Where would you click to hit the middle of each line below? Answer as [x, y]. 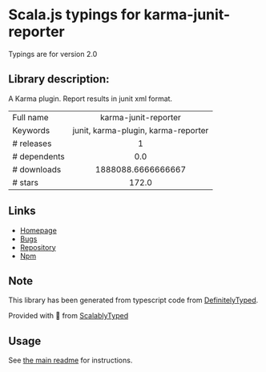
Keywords [31, 130]
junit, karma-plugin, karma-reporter [141, 130]
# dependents [39, 156]
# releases [32, 144]
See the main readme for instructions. [71, 360]
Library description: [59, 79]
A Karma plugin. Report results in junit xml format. [91, 99]
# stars [25, 182]
